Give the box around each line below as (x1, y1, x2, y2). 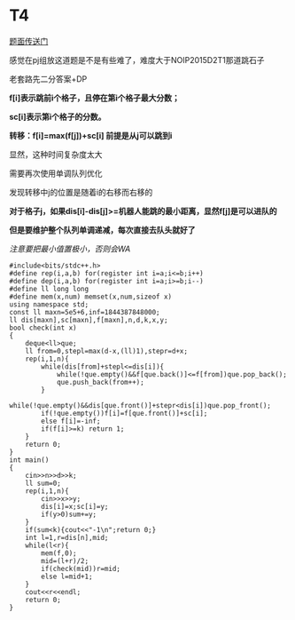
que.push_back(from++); (56, 378, 144, 386)
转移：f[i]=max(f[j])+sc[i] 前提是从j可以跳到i (9, 130, 173, 140)
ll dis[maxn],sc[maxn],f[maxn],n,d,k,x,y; (9, 315, 168, 324)
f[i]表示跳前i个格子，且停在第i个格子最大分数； (9, 92, 180, 103)
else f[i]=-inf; (41, 417, 101, 425)
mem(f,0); (41, 548, 77, 558)
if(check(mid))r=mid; (41, 564, 121, 573)
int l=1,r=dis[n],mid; (25, 533, 109, 542)
